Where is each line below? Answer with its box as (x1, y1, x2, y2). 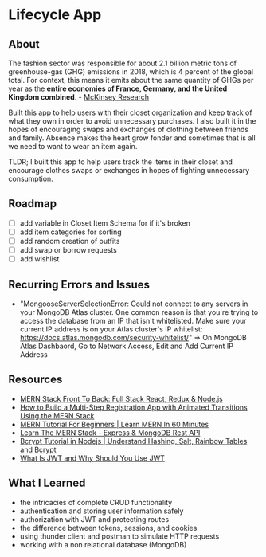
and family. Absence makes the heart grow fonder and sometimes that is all (8, 133, 256, 143)
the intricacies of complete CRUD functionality (19, 497, 173, 507)
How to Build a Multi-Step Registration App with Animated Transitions (19, 402, 248, 412)
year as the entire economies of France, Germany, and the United (8, 84, 228, 93)
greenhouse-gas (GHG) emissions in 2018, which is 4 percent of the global (8, 67, 253, 76)
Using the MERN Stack (19, 410, 95, 420)
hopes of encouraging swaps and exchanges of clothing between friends (8, 125, 249, 134)
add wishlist (19, 254, 60, 264)
